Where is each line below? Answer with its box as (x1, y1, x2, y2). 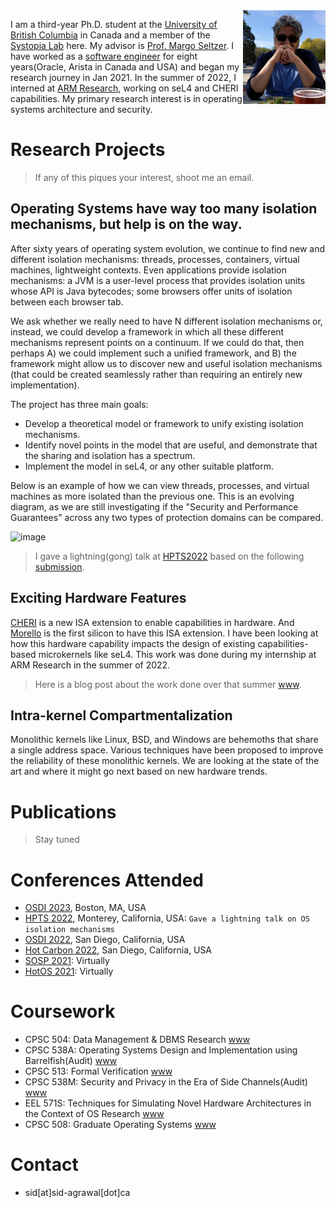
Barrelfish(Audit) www (24, 1055, 118, 1067)
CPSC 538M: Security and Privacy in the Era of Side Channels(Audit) (24, 1076, 308, 1088)
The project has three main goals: (10, 398, 149, 410)
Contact (10, 1154, 79, 1176)
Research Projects (10, 139, 166, 161)
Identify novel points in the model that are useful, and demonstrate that (24, 439, 318, 451)
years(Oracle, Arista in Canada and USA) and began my (10, 61, 240, 73)
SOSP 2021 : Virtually (24, 955, 110, 967)
